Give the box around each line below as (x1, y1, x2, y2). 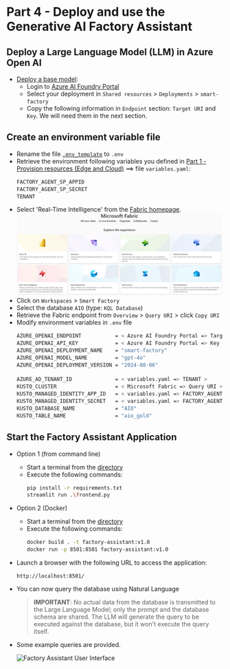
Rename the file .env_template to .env (16, 149, 124, 158)
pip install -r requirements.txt (26, 484, 123, 492)
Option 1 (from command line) (16, 450, 101, 458)
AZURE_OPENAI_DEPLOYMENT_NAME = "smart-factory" (16, 347, 168, 354)
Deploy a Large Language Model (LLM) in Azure (6, 46, 214, 58)
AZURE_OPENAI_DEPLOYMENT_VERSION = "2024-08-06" (16, 362, 159, 369)
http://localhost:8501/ (16, 573, 85, 580)
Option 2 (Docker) (16, 504, 68, 512)
